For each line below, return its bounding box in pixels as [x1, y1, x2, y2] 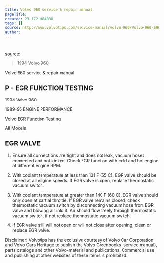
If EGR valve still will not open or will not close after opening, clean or [12, 222, 151, 228]
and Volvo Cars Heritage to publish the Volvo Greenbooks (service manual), [5, 242, 157, 248]
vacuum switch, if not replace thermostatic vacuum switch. [12, 213, 131, 219]
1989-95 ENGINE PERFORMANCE [5, 106, 73, 112]
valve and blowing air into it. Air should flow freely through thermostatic [12, 207, 156, 213]
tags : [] [5, 20, 23, 26]
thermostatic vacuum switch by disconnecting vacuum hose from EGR [12, 202, 154, 208]
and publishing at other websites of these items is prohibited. [5, 252, 128, 258]
